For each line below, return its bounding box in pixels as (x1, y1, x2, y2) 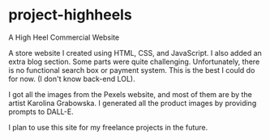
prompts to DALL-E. (8, 107, 75, 117)
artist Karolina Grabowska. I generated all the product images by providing (8, 98, 257, 108)
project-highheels (8, 6, 132, 24)
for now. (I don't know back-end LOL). (8, 74, 135, 83)
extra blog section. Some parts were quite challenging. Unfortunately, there (8, 57, 260, 66)
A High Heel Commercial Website (8, 32, 120, 42)
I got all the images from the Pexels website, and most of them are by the (8, 89, 253, 99)
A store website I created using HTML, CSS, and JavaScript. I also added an (8, 48, 262, 57)
